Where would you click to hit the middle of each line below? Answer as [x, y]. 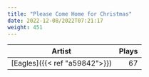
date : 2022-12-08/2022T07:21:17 [55, 21]
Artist [61, 51]
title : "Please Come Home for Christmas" [70, 14]
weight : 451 [25, 27]
